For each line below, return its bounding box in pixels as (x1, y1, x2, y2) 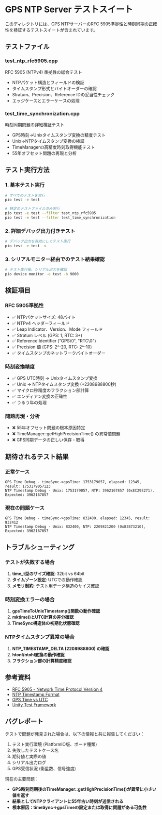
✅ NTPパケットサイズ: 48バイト (12, 314, 76, 320)
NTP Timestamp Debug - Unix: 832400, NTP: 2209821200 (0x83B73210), (5, 525, 146, 529)
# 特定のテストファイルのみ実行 (5, 206, 60, 211)
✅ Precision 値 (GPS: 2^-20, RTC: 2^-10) (12, 344, 92, 350)
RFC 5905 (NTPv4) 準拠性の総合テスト (5, 69, 83, 75)
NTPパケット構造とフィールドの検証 (12, 79, 85, 85)
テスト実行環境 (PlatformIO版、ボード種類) (12, 741, 97, 747)
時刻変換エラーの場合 (5, 596, 55, 603)
